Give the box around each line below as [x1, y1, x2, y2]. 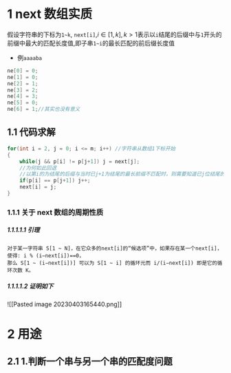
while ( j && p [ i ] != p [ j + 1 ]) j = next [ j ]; [19, 158, 140, 165]
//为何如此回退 [19, 164, 57, 171]
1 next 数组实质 [7, 6, 93, 22]
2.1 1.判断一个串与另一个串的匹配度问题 [7, 356, 173, 367]
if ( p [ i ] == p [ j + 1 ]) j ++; [19, 177, 91, 184]
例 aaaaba [16, 53, 43, 62]
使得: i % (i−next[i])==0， [7, 252, 85, 259]
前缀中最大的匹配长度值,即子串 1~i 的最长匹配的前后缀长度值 [7, 39, 175, 47]
